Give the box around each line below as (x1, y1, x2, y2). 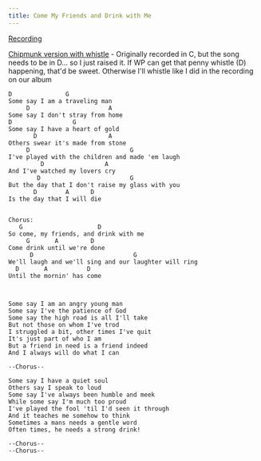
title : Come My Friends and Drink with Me (8, 11, 152, 20)
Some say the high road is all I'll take (8, 313, 148, 322)
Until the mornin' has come (8, 272, 102, 280)
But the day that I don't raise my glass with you (8, 181, 180, 189)
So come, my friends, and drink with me (8, 229, 145, 238)
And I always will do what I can (8, 348, 120, 356)
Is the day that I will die (8, 195, 102, 203)
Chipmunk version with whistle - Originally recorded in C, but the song (8, 49, 239, 58)
